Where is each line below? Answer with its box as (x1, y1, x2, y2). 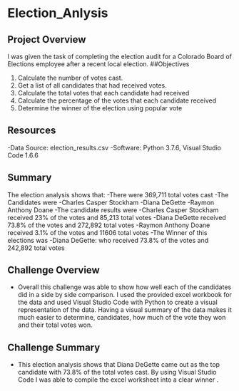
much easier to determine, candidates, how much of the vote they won (17, 313, 226, 322)
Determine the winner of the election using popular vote (17, 104, 183, 112)
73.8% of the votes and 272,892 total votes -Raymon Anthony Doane (7, 221, 210, 229)
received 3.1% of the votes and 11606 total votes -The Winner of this (7, 228, 208, 236)
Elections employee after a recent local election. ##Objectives (7, 60, 190, 68)
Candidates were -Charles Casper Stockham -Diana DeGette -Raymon (7, 198, 215, 207)
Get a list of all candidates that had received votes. (17, 81, 168, 90)
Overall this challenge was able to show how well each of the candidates (17, 283, 232, 291)
